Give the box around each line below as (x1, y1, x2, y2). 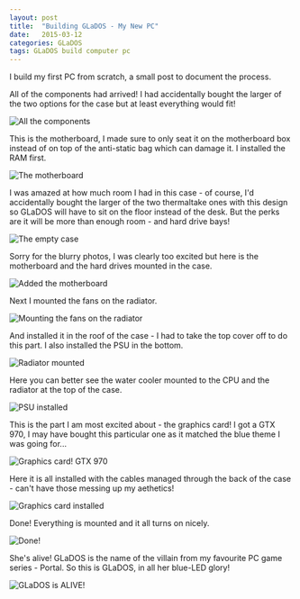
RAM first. (9, 152, 47, 163)
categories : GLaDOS (9, 38, 83, 48)
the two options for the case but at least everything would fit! (9, 98, 236, 109)
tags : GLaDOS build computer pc (9, 47, 131, 56)
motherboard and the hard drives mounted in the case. (9, 260, 213, 271)
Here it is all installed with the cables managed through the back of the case (9, 474, 292, 485)
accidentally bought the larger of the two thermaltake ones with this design (9, 197, 288, 208)
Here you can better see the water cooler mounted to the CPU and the (9, 375, 270, 386)
